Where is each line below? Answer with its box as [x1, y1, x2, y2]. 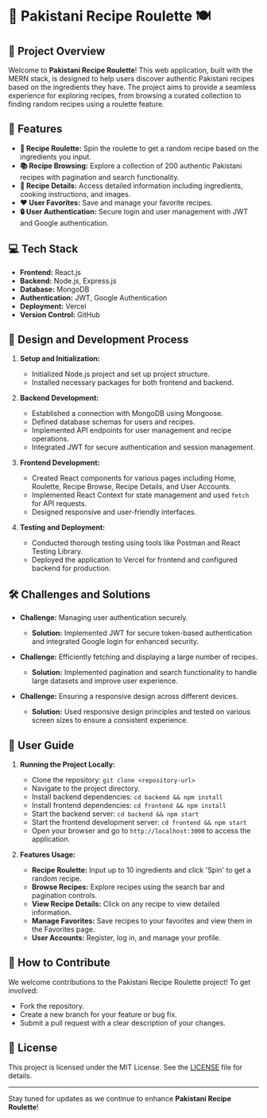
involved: [8, 986, 38, 995]
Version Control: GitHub [19, 309, 101, 320]
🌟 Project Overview [8, 44, 106, 57]
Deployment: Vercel [19, 301, 87, 311]
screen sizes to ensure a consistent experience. [31, 716, 189, 725]
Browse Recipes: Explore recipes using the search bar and [31, 882, 225, 892]
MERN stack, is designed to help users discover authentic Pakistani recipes [8, 74, 255, 83]
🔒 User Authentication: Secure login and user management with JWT [19, 206, 249, 216]
